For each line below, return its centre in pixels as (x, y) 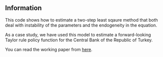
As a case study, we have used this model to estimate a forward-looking (78, 34)
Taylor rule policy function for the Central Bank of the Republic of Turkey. (79, 40)
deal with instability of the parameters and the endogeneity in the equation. (81, 25)
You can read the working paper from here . (49, 49)
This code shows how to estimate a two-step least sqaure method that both (81, 20)
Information (24, 8)
